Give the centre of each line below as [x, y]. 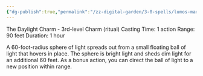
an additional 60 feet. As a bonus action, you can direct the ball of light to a [100, 60]
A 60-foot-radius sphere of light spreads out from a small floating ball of [96, 47]
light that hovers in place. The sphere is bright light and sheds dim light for [99, 53]
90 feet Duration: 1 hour [36, 35]
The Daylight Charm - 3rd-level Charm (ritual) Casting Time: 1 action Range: [101, 29]
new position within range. [39, 66]
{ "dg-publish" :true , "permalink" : [48, 12]
